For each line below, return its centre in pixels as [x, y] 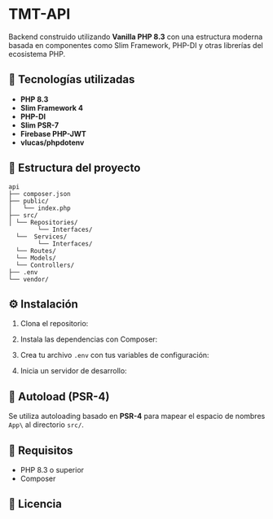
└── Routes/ [36, 251]
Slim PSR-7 [40, 125]
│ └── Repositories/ [44, 222]
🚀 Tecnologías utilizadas [72, 79]
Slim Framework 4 [52, 107]
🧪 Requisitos [41, 450]
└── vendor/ [29, 279]
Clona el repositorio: [54, 324]
